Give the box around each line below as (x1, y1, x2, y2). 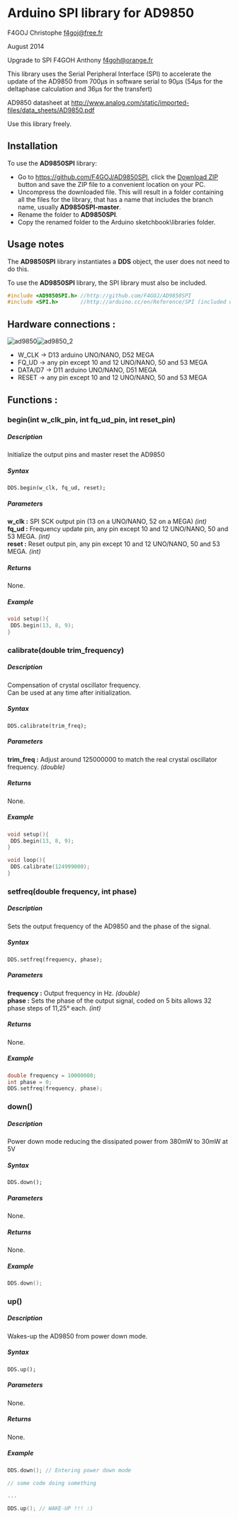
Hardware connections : (7, 318, 116, 330)
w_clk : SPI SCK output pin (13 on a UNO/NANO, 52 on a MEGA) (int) (7, 517, 207, 525)
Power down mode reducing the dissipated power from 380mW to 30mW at (7, 1137, 228, 1146)
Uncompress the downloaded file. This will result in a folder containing (17, 188, 224, 196)
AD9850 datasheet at (7, 98, 70, 107)
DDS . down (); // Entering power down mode (7, 1467, 132, 1474)
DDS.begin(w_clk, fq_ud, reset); (7, 484, 106, 491)
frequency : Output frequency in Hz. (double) (7, 989, 140, 997)
